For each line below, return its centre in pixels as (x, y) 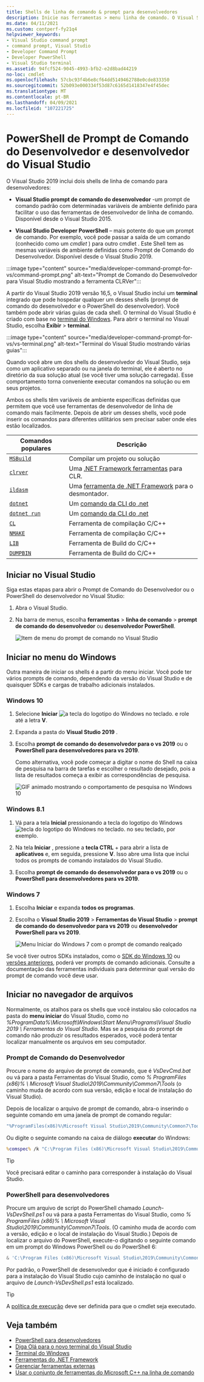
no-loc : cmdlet (25, 74)
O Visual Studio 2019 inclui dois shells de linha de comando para (87, 181)
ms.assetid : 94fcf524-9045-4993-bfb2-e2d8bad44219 (72, 69)
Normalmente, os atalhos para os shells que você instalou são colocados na (101, 1009)
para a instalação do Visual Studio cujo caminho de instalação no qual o (96, 1276)
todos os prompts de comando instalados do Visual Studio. (89, 860)
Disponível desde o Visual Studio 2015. (63, 219)
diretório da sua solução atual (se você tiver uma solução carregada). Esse (100, 375)
